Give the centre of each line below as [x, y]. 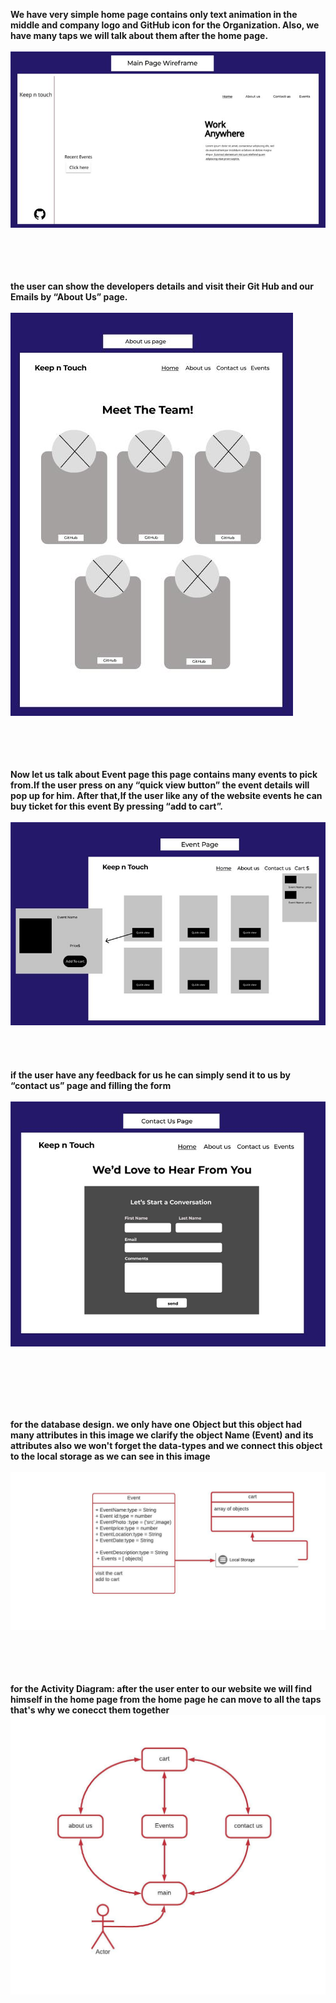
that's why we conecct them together [90, 1710]
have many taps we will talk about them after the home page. [139, 35]
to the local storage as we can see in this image [110, 1456]
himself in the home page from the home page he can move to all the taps [166, 1699]
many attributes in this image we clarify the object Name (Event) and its [162, 1435]
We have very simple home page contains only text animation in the [154, 14]
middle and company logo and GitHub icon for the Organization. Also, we [165, 25]
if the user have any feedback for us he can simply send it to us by [151, 1075]
